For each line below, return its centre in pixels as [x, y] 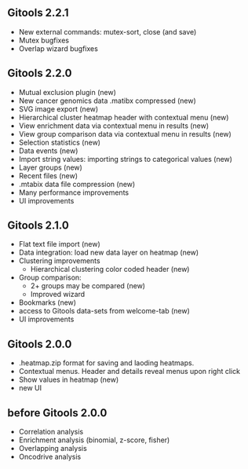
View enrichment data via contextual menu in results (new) [114, 126]
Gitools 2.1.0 [38, 226]
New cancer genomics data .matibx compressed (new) [108, 101]
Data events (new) [48, 150]
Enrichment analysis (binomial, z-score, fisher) [94, 440]
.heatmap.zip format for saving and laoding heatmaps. [106, 363]
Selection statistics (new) [60, 142]
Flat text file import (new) [60, 244]
